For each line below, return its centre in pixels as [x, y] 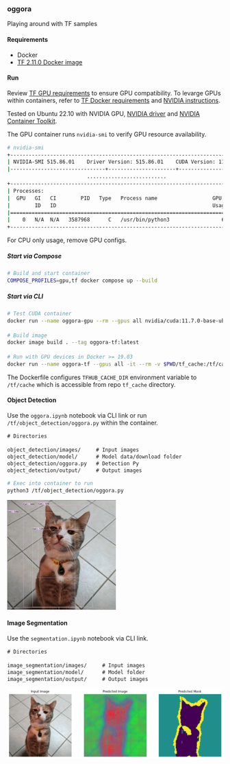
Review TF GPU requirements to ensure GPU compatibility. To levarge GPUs [114, 93]
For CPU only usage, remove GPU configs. [67, 240]
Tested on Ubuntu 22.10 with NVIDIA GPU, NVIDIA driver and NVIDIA [104, 113]
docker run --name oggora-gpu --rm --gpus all [75, 321]
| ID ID [32, 205]
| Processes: [26, 191]
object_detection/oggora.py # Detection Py [73, 464]
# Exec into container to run [50, 484]
